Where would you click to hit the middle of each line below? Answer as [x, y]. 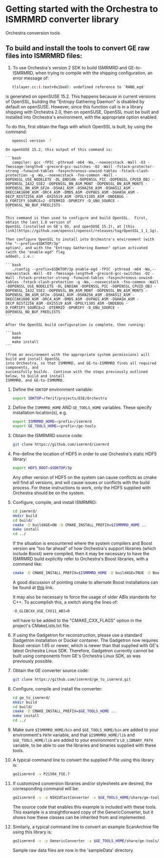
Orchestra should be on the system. [49, 493]
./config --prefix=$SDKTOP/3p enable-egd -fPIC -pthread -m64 [76, 269]
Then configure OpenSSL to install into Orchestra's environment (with [80, 239]
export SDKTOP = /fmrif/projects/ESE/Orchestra [60, 398]
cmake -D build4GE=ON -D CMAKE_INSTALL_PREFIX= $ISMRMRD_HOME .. [79, 525]
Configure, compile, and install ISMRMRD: [55, 502]
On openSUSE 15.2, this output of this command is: [59, 149]
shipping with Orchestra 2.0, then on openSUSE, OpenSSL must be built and [82, 112]
